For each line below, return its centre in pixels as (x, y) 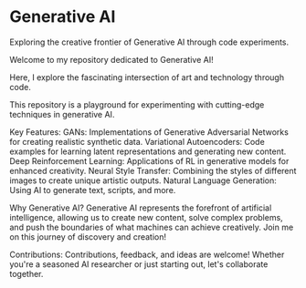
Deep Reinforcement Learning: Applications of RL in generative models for (149, 160)
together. (26, 273)
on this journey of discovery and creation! (88, 237)
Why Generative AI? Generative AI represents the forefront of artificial (141, 208)
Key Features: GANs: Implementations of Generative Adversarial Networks (149, 132)
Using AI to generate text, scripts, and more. (93, 190)
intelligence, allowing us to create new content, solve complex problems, (146, 217)
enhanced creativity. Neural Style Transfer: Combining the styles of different (153, 170)
